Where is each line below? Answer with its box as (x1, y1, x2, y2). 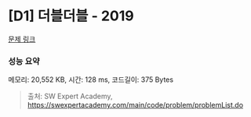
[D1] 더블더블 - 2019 (8, 7, 135, 25)
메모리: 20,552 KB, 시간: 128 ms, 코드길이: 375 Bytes (8, 75, 174, 84)
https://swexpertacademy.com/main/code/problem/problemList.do (27, 101, 244, 110)
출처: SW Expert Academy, (27, 91, 113, 101)
